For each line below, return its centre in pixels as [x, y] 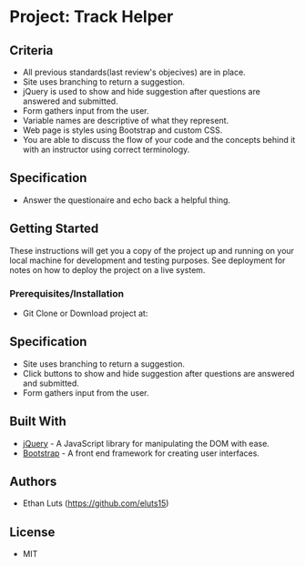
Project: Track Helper [91, 17]
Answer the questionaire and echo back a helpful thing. [126, 200]
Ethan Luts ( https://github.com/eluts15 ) [96, 503]
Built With [38, 422]
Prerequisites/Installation [67, 293]
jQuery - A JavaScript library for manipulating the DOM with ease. [146, 443]
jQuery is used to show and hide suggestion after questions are [142, 91]
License [32, 532]
